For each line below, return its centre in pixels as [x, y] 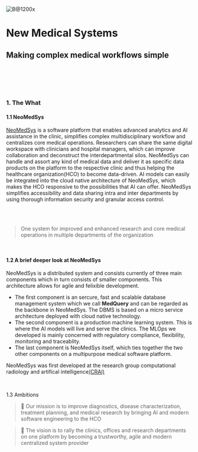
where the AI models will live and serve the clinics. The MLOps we [95, 329]
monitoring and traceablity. [48, 342]
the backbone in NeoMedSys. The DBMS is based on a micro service [99, 310]
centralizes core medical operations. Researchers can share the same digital [99, 143]
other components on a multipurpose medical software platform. [93, 354]
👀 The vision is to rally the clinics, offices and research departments [103, 431]
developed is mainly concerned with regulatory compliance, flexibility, [100, 335]
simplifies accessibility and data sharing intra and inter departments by [92, 193]
